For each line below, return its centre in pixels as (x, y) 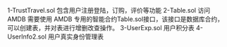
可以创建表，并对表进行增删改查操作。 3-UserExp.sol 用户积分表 (101, 28)
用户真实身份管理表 (76, 36)
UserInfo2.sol (27, 36)
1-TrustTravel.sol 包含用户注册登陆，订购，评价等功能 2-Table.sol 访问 (109, 10)
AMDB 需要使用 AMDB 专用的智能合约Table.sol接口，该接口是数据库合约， (116, 19)
